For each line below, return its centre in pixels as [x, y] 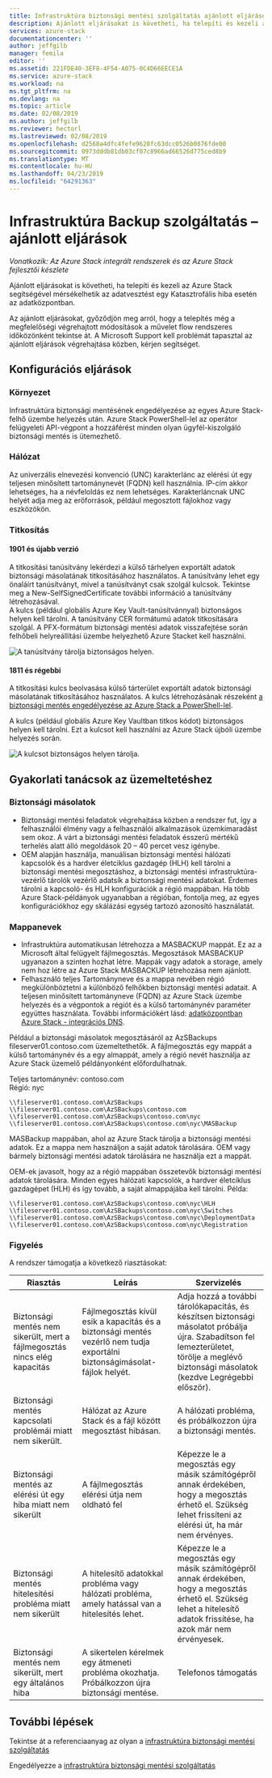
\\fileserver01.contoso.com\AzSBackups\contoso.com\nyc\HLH [113, 1204]
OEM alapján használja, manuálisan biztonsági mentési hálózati [126, 854]
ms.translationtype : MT [49, 159]
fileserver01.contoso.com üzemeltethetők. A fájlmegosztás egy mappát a [131, 1046]
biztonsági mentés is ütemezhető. [65, 436]
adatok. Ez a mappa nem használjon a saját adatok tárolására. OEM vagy [130, 1148]
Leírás [126, 1283]
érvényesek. [201, 1640]
